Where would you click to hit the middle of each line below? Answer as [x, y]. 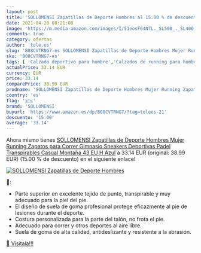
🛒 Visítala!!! [20, 243]
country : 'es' [24, 95]
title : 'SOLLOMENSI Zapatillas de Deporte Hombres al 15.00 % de [89, 17]
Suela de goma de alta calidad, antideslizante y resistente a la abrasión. [103, 232]
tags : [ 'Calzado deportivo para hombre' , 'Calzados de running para [93, 62]
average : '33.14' [28, 123]
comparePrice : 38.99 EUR [37, 84]
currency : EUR [24, 73]
